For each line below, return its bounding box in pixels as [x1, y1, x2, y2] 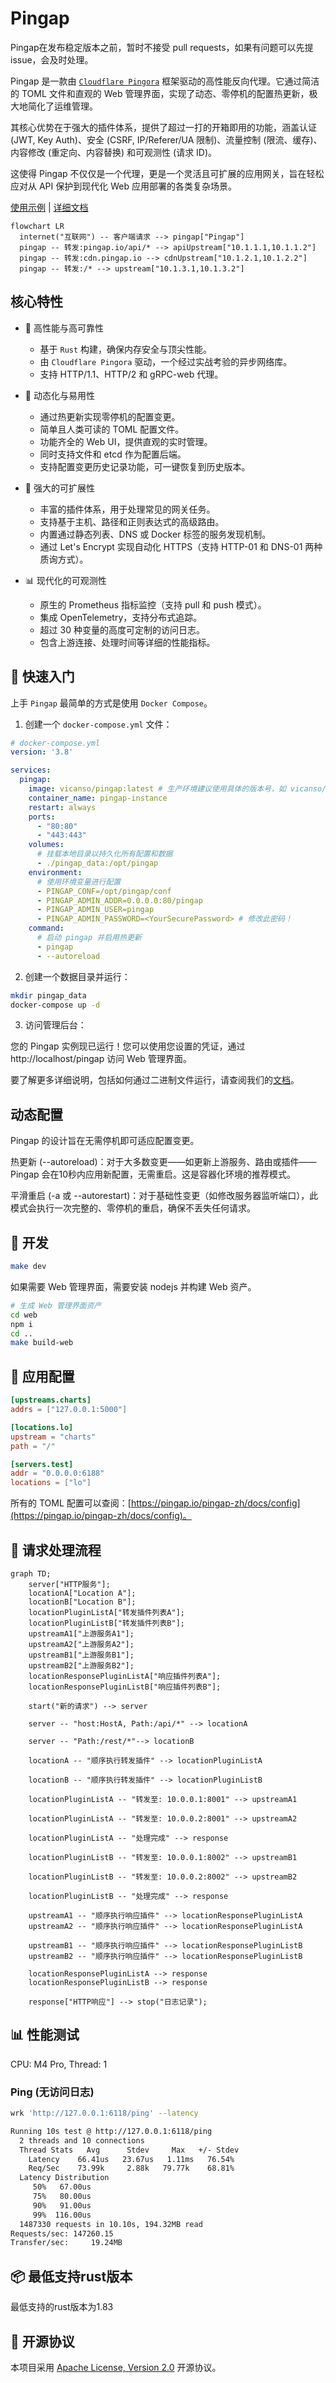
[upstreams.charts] [10, 1395, 92, 1406]
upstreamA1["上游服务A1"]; [28, 1628, 135, 1639]
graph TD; [10, 1568, 52, 1579]
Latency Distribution [19, 2173, 110, 2183]
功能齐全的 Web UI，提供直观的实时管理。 [39, 435, 213, 447]
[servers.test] [10, 1459, 74, 1469]
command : [28, 923, 65, 934]
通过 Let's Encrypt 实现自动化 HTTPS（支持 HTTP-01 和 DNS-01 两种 [39, 540, 323, 552]
